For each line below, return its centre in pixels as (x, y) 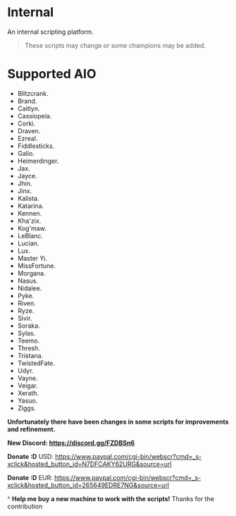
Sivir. (25, 318)
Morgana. (31, 273)
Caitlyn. (29, 108)
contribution (25, 506)
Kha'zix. (29, 221)
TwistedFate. (36, 363)
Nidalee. (30, 288)
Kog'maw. (32, 228)
